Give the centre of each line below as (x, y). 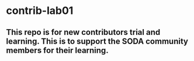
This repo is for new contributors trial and (83, 32)
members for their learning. (58, 50)
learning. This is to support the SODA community (97, 41)
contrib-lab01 (40, 11)
